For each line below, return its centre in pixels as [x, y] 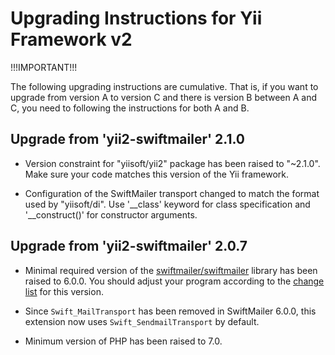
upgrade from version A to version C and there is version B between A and [163, 97]
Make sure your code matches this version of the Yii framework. [157, 174]
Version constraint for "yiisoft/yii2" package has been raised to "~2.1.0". [172, 163]
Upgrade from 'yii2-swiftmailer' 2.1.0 [128, 139]
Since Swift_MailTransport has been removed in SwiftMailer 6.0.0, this [170, 311]
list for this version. [64, 291]
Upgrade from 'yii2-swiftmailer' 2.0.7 [129, 246]
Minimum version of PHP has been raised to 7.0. [123, 341]
